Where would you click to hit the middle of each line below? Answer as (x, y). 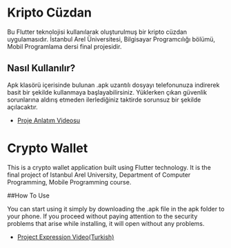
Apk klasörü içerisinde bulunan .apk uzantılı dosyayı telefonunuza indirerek (113, 85)
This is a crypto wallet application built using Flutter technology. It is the (109, 167)
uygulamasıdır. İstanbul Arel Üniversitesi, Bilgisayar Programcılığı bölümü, (111, 39)
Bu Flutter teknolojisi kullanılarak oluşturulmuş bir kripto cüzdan (97, 32)
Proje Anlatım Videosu (49, 120)
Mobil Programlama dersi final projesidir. (64, 46)
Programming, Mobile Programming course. (69, 182)
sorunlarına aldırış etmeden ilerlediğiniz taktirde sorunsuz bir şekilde (104, 99)
